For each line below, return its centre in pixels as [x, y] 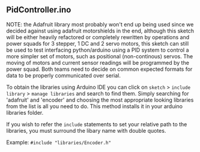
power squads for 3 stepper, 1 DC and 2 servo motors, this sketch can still [98, 43]
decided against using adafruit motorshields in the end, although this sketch [100, 31]
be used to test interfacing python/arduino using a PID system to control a [98, 50]
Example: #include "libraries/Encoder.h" [59, 142]
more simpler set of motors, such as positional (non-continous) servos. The [100, 56]
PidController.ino [39, 10]
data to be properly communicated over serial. [64, 75]
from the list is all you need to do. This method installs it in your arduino [95, 106]
